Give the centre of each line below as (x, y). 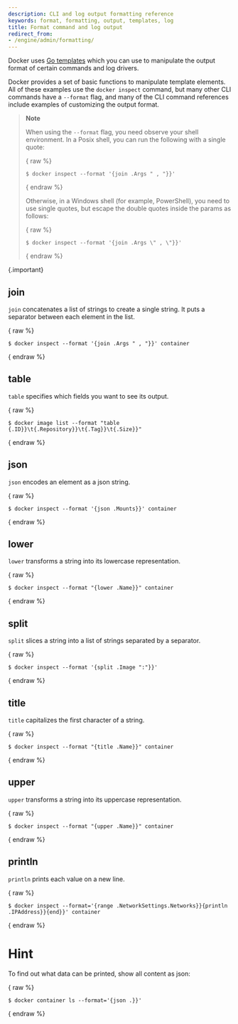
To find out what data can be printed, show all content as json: (99, 974)
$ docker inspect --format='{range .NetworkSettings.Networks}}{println (118, 906)
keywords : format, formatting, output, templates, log (91, 21)
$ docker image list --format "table (64, 423)
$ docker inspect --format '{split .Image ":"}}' (83, 668)
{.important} (26, 270)
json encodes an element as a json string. (69, 482)
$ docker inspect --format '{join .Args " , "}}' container (99, 343)
